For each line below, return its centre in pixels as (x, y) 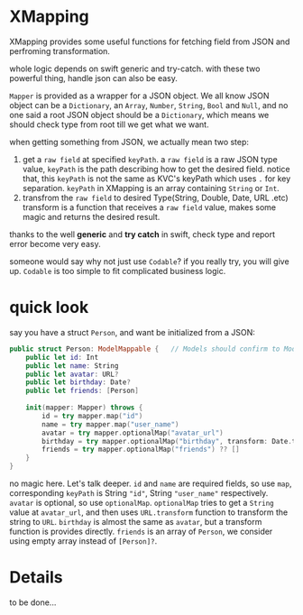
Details (36, 578)
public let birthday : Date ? (78, 382)
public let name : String (72, 366)
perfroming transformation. (60, 50)
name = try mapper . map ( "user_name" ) (110, 424)
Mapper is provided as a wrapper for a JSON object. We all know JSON (139, 96)
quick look (49, 307)
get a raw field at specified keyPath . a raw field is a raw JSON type (150, 159)
